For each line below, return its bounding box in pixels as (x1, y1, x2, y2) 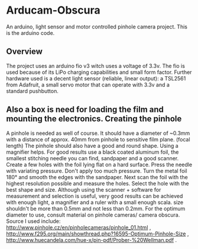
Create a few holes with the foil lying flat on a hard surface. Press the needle (6, 161, 193, 168)
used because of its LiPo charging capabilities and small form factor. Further (6, 69, 192, 76)
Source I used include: (6, 217, 61, 225)
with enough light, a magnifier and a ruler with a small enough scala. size (6, 199, 184, 206)
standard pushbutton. (6, 87, 59, 95)
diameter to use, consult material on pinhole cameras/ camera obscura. (6, 211, 180, 218)
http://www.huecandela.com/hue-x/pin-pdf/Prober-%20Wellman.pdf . (6, 236, 177, 243)
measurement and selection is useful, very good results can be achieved (6, 192, 183, 199)
